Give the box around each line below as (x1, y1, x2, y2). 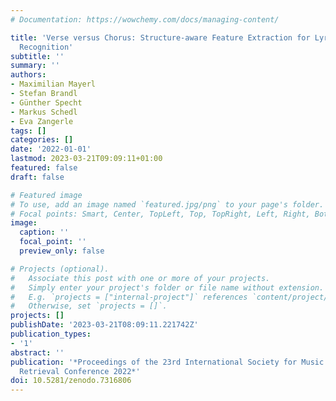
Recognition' (19, 42, 74, 52)
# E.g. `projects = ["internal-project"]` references (10, 292, 248, 302)
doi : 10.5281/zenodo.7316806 (10, 376, 132, 386)
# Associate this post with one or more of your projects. (10, 273, 271, 283)
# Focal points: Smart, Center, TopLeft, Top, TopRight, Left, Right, (10, 209, 311, 219)
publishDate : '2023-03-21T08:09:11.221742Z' (10, 320, 199, 330)
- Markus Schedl (10, 107, 78, 117)
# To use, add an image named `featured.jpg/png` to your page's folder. (10, 199, 325, 210)
